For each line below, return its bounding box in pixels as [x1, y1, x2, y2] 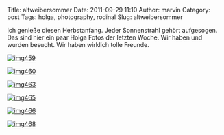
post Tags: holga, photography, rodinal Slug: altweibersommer [7, 13, 183, 21]
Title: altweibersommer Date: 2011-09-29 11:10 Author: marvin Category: [7, 6, 211, 14]
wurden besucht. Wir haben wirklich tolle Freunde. [7, 41, 149, 48]
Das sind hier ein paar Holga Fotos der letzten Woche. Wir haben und [7, 33, 203, 42]
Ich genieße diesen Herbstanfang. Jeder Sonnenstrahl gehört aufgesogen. [7, 27, 218, 34]
